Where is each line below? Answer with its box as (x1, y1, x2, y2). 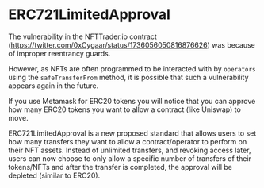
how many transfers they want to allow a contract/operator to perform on (8, 136, 247, 146)
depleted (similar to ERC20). (8, 171, 101, 180)
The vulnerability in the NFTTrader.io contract (8, 32, 157, 41)
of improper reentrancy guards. (8, 48, 111, 58)
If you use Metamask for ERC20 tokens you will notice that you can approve (8, 96, 256, 106)
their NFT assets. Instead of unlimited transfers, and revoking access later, (8, 145, 251, 155)
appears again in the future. (8, 81, 99, 90)
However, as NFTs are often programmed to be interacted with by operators (8, 63, 256, 73)
